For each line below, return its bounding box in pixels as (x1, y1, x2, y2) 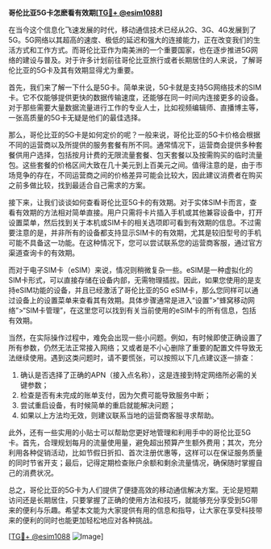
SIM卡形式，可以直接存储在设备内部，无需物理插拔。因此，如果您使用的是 (8, 275, 255, 285)
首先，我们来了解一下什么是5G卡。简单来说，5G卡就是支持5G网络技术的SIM (8, 82, 262, 92)
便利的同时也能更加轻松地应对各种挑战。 (22, 516, 157, 525)
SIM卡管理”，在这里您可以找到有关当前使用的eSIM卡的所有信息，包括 (25, 306, 256, 315)
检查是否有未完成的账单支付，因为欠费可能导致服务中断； (19, 391, 211, 400)
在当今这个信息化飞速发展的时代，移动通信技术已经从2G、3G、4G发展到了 (8, 25, 256, 35)
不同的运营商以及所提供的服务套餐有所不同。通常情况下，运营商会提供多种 (8, 140, 256, 149)
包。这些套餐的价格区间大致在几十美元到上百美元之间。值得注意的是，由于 (8, 161, 256, 170)
